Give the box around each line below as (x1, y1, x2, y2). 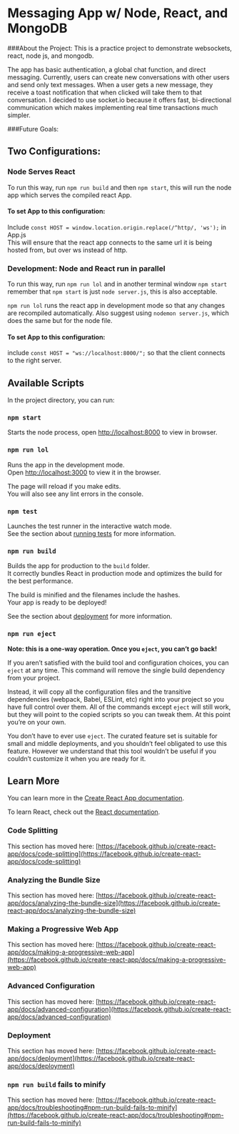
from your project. (7, 673, 61, 682)
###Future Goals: (7, 124, 59, 133)
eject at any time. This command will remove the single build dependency (7, 666, 225, 675)
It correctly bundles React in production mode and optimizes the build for (7, 570, 223, 578)
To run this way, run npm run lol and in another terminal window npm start (7, 280, 228, 289)
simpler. (7, 111, 31, 119)
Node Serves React (7, 166, 76, 176)
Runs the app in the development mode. (7, 460, 125, 469)
